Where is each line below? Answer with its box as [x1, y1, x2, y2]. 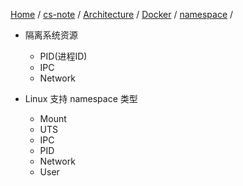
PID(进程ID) [39, 50, 88, 62]
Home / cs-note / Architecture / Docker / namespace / [10, 9, 234, 20]
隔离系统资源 [24, 29, 78, 41]
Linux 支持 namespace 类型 [24, 93, 138, 104]
